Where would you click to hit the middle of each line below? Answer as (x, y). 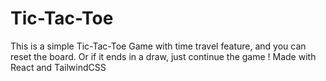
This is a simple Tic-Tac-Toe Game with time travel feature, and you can (158, 46)
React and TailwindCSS (58, 67)
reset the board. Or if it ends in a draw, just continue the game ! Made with (163, 56)
